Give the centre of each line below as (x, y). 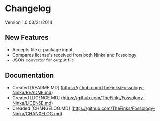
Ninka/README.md (32, 92)
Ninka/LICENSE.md (32, 103)
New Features (27, 38)
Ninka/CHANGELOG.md (36, 113)
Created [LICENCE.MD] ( (37, 98)
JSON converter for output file (43, 60)
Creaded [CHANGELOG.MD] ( (42, 108)
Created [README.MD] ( (37, 87)
